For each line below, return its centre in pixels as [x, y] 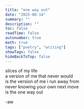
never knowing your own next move [42, 87]
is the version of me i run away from [42, 81]
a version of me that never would [39, 76]
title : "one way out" [28, 10]
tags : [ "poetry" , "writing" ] [35, 47]
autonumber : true [23, 38]
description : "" [22, 24]
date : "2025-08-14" [25, 15]
